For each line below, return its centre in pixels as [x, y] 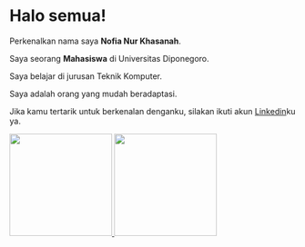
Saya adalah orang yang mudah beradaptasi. [93, 94]
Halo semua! [58, 16]
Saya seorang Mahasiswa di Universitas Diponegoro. [109, 58]
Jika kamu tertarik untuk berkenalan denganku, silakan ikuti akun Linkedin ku [152, 111]
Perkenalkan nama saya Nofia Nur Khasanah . [96, 41]
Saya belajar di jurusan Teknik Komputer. [86, 76]
